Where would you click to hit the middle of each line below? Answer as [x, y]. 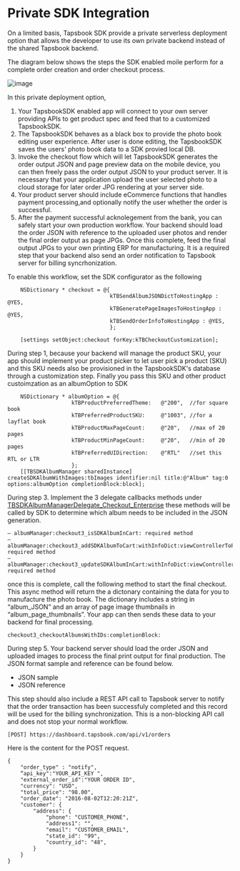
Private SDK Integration [79, 13]
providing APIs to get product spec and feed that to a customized [114, 119]
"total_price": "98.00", [57, 792]
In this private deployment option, [57, 97]
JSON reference [41, 685]
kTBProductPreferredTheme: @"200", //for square [150, 403]
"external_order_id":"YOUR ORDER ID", [78, 780]
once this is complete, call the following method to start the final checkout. [117, 584]
